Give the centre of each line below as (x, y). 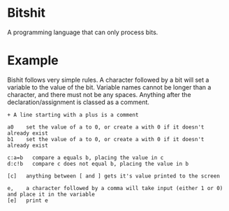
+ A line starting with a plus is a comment (73, 115)
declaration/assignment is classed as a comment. (79, 102)
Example (33, 60)
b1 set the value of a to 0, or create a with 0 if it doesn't (106, 139)
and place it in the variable (51, 194)
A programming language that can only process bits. (83, 32)
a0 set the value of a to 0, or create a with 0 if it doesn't (106, 127)
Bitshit (27, 13)
